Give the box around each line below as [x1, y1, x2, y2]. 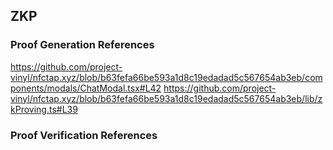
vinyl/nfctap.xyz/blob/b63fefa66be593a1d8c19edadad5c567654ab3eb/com [10, 71, 323, 83]
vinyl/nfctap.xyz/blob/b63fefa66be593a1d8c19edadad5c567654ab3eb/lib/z [10, 92, 323, 104]
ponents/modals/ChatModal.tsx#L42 [10, 82, 162, 94]
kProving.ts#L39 [10, 103, 78, 115]
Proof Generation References [10, 38, 155, 52]
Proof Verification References [10, 128, 158, 142]
